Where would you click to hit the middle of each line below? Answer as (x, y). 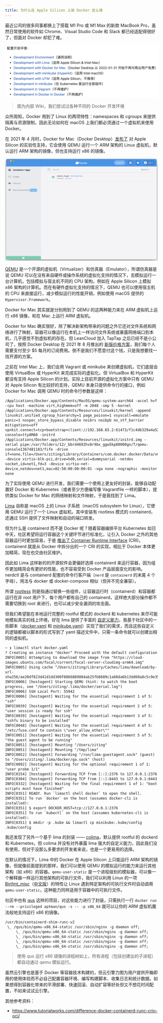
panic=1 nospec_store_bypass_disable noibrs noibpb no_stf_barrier (75, 420)
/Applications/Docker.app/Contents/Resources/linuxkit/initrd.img (73, 439)
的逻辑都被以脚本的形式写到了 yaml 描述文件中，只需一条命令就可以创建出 (79, 632)
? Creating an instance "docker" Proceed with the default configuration (81, 653)
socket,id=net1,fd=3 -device (34, 464)
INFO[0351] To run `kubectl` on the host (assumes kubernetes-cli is (77, 813)
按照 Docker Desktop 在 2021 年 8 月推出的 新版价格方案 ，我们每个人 (87, 344)
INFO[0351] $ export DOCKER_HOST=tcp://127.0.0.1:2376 (62, 808)
